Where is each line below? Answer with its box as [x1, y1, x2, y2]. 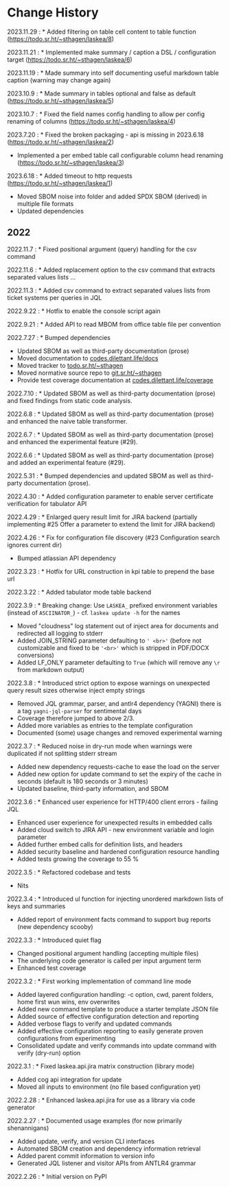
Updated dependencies [16, 207, 84, 215]
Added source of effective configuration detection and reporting [16, 1012, 199, 1020]
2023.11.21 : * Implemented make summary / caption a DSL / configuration [7, 48, 216, 56]
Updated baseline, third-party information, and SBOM [16, 784, 169, 792]
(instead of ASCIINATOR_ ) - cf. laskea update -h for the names [7, 608, 181, 616]
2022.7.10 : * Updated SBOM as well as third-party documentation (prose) [7, 389, 216, 397]
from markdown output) [16, 665, 84, 673]
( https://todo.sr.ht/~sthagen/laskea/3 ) [16, 158, 125, 166]
